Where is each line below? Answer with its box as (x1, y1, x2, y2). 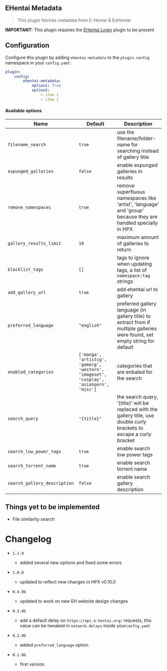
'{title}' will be (116, 400, 149, 407)
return (116, 246, 132, 253)
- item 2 (40, 97, 59, 102)
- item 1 (40, 92, 59, 97)
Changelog (5, 533, 52, 545)
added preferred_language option (19, 642, 88, 648)
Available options (5, 108, 42, 114)
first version (19, 661, 45, 667)
